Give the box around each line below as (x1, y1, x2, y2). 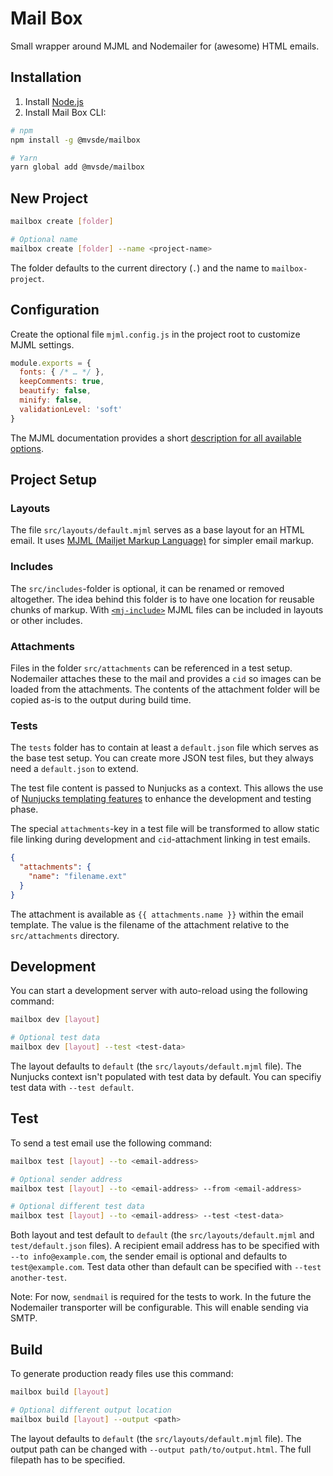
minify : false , (19, 395, 83, 405)
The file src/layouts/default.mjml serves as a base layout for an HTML (10, 524, 305, 536)
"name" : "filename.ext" (28, 871, 128, 881)
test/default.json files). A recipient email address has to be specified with (10, 1240, 320, 1252)
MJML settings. (10, 338, 75, 351)
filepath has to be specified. (10, 1453, 126, 1466)
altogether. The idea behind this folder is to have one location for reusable (10, 593, 315, 605)
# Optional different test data (10, 1202, 145, 1212)
